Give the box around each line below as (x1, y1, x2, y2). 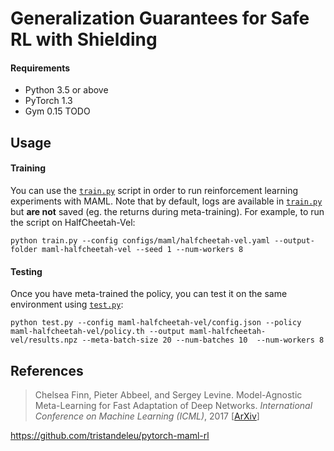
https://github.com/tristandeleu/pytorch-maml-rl (10, 430, 210, 441)
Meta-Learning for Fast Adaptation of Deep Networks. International (34, 400, 313, 411)
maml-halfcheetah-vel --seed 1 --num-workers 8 (41, 244, 244, 254)
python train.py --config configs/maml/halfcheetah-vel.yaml (10, 235, 271, 246)
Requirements (10, 62, 71, 74)
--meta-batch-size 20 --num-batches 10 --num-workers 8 (81, 335, 325, 346)
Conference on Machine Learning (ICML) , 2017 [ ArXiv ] (34, 410, 260, 422)
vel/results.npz (10, 335, 78, 346)
